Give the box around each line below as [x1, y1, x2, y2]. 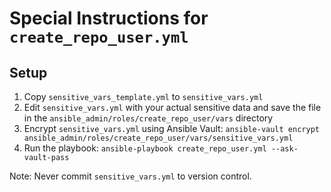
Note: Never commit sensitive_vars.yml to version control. [9, 170, 252, 182]
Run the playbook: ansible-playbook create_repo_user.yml [23, 142, 267, 154]
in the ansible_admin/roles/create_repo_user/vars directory [23, 112, 274, 124]
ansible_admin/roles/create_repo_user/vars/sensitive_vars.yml [23, 133, 294, 143]
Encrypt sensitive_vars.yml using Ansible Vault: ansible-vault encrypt [23, 123, 320, 134]
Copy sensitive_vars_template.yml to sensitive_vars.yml [23, 91, 264, 102]
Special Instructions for [9, 7, 209, 30]
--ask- [270, 144, 299, 154]
